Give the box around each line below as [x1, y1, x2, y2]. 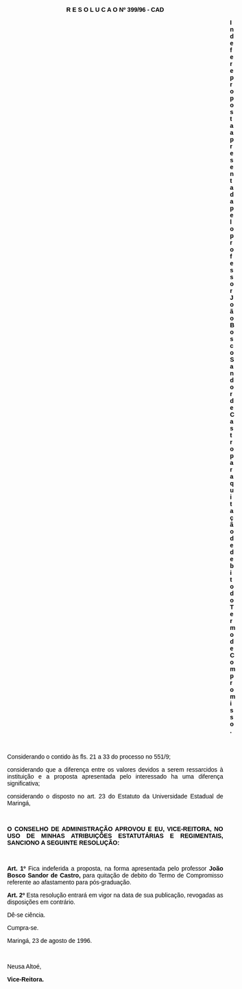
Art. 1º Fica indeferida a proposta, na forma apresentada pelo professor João [7, 865, 223, 872]
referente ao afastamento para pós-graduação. [7, 878, 132, 886]
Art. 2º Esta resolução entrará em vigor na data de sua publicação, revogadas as [7, 891, 223, 899]
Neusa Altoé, [7, 963, 42, 970]
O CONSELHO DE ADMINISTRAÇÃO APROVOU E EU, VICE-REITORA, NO [7, 825, 223, 833]
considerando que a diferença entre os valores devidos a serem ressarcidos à [7, 766, 223, 773]
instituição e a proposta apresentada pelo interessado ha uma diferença [7, 773, 223, 780]
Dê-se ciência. [7, 911, 46, 919]
